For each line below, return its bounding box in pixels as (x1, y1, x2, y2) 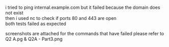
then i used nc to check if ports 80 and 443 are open (5, 15, 116, 21)
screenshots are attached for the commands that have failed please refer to (5, 31, 164, 36)
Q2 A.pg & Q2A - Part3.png (5, 36, 63, 42)
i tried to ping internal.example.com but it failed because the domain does (5, 5, 160, 10)
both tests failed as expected (5, 20, 66, 27)
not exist (5, 10, 24, 16)
